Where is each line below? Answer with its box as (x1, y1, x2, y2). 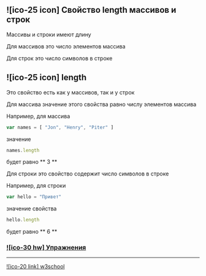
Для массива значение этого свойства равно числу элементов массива (6, 101, 197, 108)
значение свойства (6, 205, 57, 212)
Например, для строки (6, 182, 66, 190)
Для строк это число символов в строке (6, 55, 113, 62)
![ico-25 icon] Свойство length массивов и (6, 5, 177, 15)
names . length (6, 147, 40, 153)
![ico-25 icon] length (6, 72, 87, 83)
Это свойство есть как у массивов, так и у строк (6, 88, 135, 96)
